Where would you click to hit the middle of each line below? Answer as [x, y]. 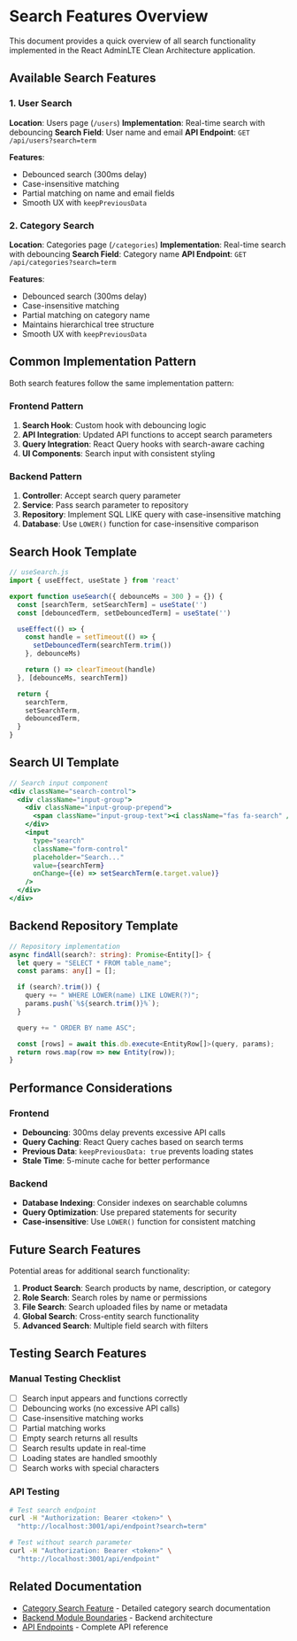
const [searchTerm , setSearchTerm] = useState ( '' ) [112, 604]
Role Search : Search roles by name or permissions [114, 1298]
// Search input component [59, 783]
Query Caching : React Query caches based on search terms [133, 1141]
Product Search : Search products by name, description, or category [146, 1288]
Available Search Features [83, 78]
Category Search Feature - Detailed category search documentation [146, 1608]
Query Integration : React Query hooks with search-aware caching [143, 444]
